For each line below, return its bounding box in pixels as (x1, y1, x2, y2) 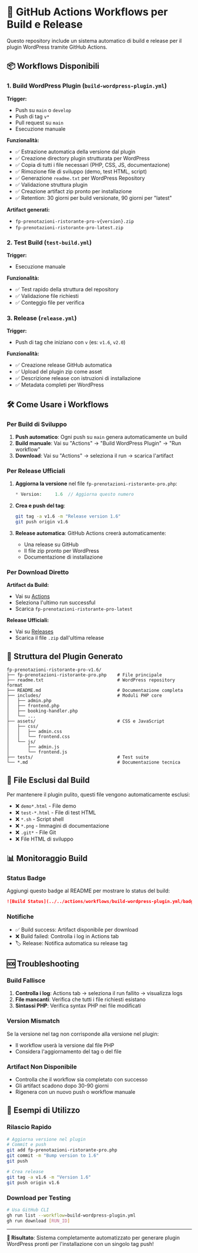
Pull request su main (15, 119, 64, 126)
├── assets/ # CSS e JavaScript (6, 718, 165, 724)
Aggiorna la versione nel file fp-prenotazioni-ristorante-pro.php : (15, 480, 177, 487)
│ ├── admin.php (6, 697, 52, 704)
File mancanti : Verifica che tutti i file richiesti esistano (15, 996, 146, 1003)
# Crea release (6, 1168, 44, 1174)
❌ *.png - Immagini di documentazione (15, 822, 109, 829)
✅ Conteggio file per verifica (15, 299, 85, 306)
